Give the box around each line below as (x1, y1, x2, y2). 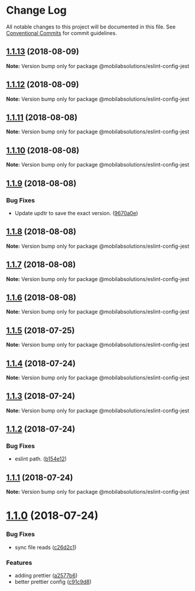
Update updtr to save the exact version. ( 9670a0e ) (14, 209, 138, 216)
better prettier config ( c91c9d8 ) (14, 579, 92, 586)
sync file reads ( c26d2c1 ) (14, 544, 77, 551)
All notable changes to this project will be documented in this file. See (6, 23, 176, 30)
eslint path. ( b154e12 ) (14, 455, 67, 462)
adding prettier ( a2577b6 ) (14, 572, 78, 579)
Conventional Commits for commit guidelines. (6, 29, 117, 36)
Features (6, 558, 32, 567)
